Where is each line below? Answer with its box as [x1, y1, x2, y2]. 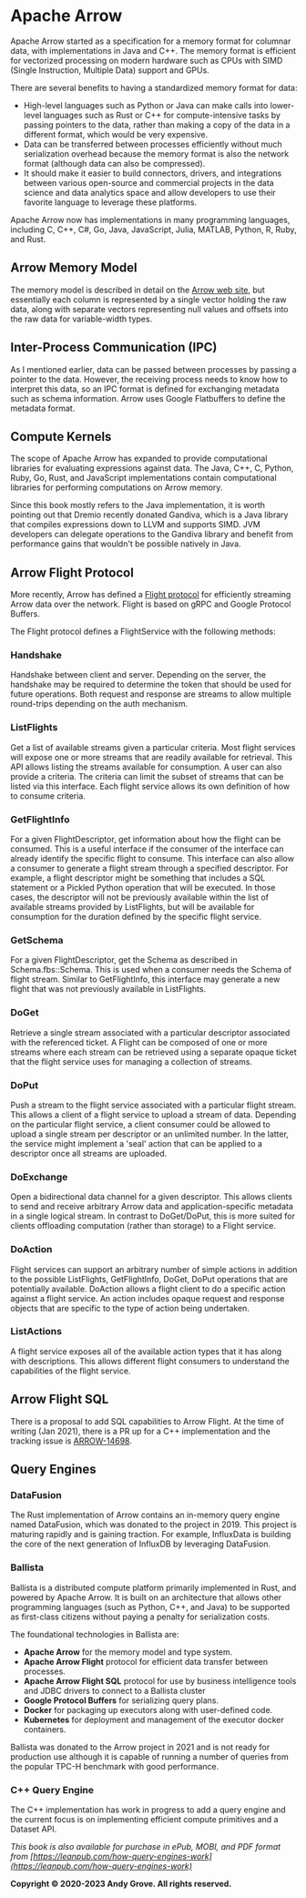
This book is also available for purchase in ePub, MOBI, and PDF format [10, 1841, 281, 1852]
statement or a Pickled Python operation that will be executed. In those [10, 883, 276, 893]
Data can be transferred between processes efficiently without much [23, 138, 283, 149]
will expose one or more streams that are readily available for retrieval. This [10, 751, 293, 762]
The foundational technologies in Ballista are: [10, 1628, 179, 1639]
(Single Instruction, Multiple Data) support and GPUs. [10, 65, 210, 76]
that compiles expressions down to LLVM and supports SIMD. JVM [10, 519, 260, 530]
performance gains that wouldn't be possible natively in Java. [10, 538, 241, 549]
